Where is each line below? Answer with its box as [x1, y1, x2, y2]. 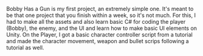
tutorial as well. [6, 44, 44, 51]
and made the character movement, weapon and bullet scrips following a [6, 38, 190, 44]
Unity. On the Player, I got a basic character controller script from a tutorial [6, 31, 193, 38]
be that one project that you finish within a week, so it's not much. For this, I [6, 12, 196, 19]
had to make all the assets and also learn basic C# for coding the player [6, 18, 186, 25]
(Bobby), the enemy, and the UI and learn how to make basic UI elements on [6, 24, 198, 32]
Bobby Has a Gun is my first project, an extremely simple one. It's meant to [6, 5, 194, 12]
